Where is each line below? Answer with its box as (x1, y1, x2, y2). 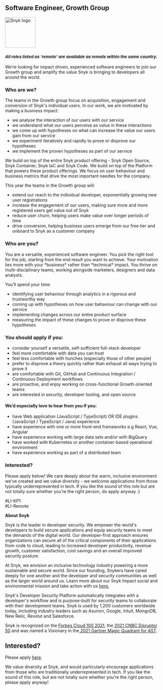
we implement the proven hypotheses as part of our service (12, 148, 132, 154)
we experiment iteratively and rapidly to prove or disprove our (12, 138, 136, 144)
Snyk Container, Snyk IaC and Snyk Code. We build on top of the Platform (5, 163, 153, 169)
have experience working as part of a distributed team (12, 450, 121, 456)
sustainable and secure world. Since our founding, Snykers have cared (5, 567, 147, 573)
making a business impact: (5, 108, 59, 114)
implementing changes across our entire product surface (12, 311, 127, 318)
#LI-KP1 (5, 498, 21, 504)
